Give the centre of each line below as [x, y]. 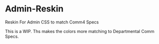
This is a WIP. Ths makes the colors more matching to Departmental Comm [80, 31]
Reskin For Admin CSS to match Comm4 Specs [52, 22]
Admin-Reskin [34, 9]
